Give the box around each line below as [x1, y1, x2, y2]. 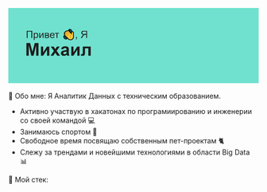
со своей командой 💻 [19, 116, 95, 125]
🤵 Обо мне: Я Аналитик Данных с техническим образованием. [8, 92, 221, 101]
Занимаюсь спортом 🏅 [19, 127, 98, 137]
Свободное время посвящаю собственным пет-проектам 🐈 [19, 136, 225, 146]
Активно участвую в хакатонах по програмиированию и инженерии [19, 107, 253, 116]
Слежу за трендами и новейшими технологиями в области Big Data [19, 147, 250, 157]
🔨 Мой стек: [8, 175, 49, 185]
